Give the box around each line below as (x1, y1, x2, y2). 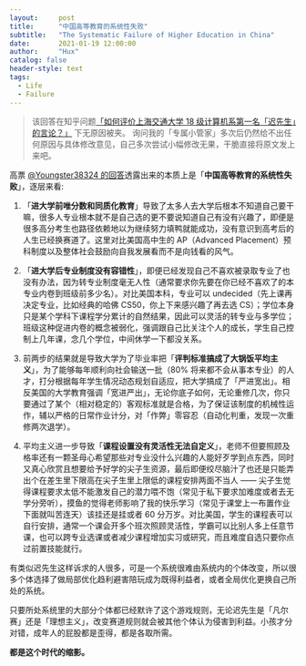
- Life (17, 81, 43, 90)
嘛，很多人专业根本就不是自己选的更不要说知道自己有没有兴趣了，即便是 (22, 211, 294, 222)
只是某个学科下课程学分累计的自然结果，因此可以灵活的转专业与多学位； (22, 311, 294, 322)
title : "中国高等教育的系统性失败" (9, 22, 148, 31)
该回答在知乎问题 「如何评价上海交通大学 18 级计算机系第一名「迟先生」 (31, 116, 297, 127)
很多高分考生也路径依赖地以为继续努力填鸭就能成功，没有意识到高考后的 (22, 222, 294, 233)
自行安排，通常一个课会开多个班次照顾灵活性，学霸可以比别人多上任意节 (22, 520, 294, 531)
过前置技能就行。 (22, 543, 87, 554)
